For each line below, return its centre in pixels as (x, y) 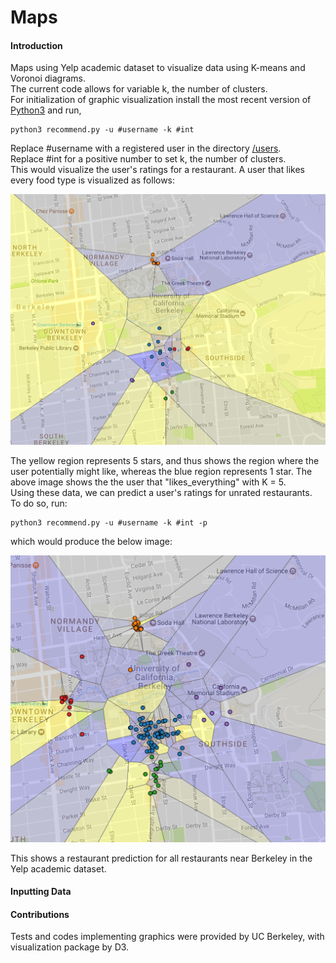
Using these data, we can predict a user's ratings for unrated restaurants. (161, 493)
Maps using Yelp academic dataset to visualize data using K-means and (158, 68)
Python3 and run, (46, 110)
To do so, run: (39, 503)
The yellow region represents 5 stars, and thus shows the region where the (165, 461)
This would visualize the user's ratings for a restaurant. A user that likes (157, 170)
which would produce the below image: (91, 542)
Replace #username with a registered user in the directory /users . (146, 148)
